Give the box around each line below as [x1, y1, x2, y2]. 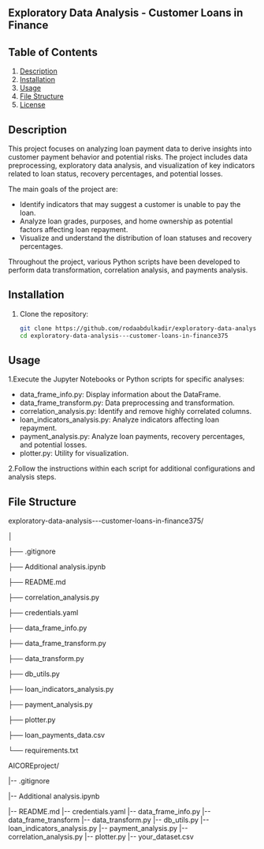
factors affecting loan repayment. [19, 225, 128, 235]
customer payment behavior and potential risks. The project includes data [8, 152, 248, 162]
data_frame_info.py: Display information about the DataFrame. [19, 390, 221, 400]
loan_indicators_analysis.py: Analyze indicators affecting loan [19, 415, 219, 425]
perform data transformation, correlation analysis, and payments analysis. [8, 265, 248, 275]
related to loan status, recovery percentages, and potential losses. [8, 169, 223, 178]
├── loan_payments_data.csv [8, 731, 105, 740]
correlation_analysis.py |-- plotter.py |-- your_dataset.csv [8, 832, 195, 842]
